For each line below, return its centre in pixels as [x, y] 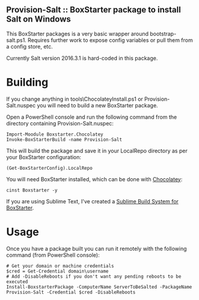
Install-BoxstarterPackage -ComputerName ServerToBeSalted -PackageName [99, 287]
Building [27, 82]
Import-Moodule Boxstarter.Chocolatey [55, 134]
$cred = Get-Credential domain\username [58, 271]
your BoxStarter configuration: [44, 157]
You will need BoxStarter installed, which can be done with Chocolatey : [94, 179]
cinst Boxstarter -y [32, 190]
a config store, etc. [29, 46]
